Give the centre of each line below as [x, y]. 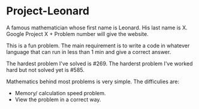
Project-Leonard [48, 11]
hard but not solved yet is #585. [46, 69]
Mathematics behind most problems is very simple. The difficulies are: [93, 81]
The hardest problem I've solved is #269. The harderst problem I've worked [99, 63]
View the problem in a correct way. [58, 99]
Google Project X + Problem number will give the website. [77, 34]
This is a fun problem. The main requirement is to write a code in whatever [98, 46]
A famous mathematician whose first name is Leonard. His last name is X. [97, 28]
